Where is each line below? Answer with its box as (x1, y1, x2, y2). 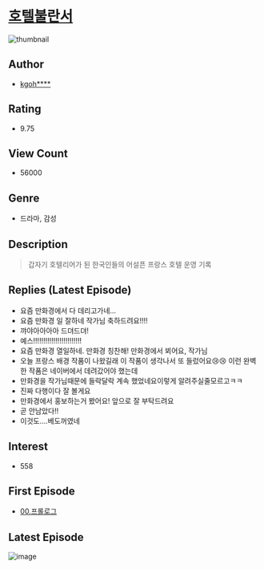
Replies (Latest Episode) (8, 283, 132, 297)
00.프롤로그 (19, 506, 58, 516)
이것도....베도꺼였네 (19, 416, 80, 425)
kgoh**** (19, 79, 51, 88)
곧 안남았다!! (19, 406, 59, 416)
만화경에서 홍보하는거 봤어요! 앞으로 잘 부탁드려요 (19, 396, 174, 405)
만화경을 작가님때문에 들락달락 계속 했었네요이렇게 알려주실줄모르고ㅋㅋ (19, 376, 243, 385)
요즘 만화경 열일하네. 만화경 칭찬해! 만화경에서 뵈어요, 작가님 (19, 346, 208, 356)
